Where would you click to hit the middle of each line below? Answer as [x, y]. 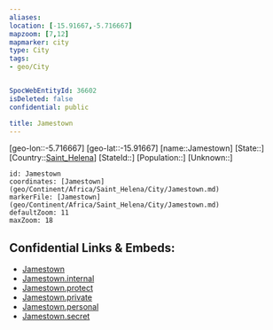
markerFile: [31, 197]
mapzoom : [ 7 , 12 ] [39, 34]
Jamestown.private [57, 297]
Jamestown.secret [56, 317]
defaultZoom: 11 [39, 213]
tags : [19, 59]
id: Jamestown [35, 174]
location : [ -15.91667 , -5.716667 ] [71, 26]
